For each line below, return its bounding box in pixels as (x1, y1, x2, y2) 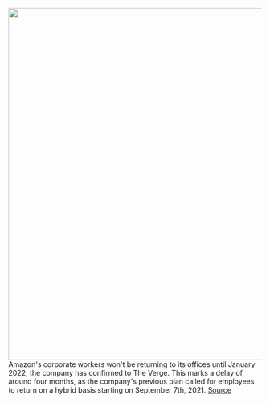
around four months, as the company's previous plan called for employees (8, 376, 255, 386)
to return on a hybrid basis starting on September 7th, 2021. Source (8, 385, 231, 394)
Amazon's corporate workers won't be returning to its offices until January (8, 360, 256, 369)
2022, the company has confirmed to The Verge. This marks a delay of (8, 368, 243, 377)
